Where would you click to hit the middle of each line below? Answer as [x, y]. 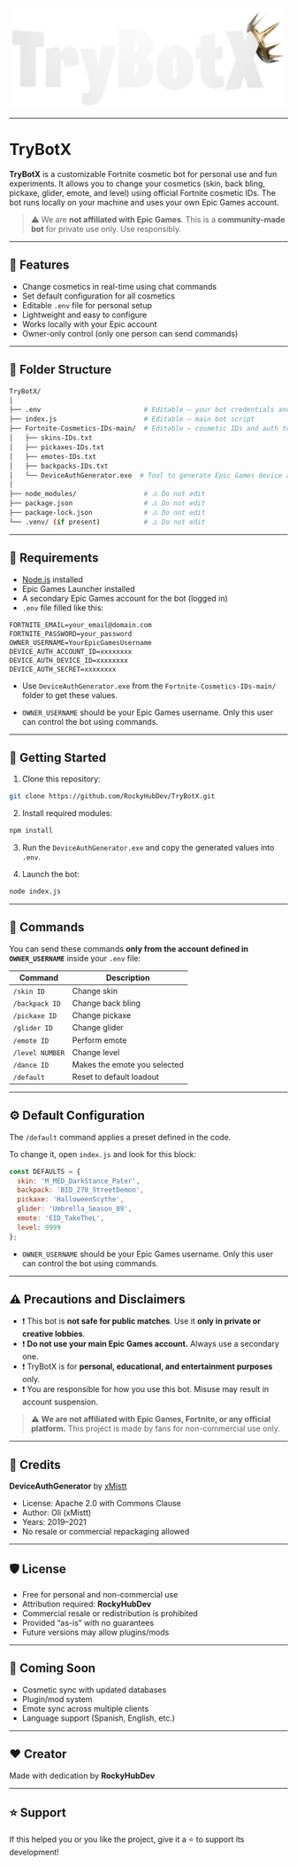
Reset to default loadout [115, 1077]
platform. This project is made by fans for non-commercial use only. [156, 1428]
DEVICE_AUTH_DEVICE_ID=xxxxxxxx [69, 660]
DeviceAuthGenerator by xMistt [68, 1486]
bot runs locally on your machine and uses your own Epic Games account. [145, 203]
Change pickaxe [102, 1015]
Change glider [98, 1028]
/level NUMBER [39, 1053]
